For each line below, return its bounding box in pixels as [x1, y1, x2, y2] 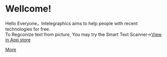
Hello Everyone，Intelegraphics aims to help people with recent [5, 20, 138, 26]
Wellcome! [5, 3, 52, 15]
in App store [5, 36, 31, 43]
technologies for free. [5, 26, 51, 32]
